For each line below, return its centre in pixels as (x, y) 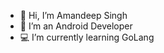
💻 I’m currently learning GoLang (87, 37)
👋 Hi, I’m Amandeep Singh (73, 15)
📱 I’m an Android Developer (76, 26)
